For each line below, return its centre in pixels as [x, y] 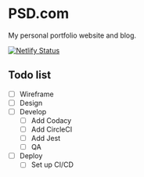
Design [31, 103]
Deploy [31, 156]
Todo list [30, 75]
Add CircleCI [52, 129]
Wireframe [36, 94]
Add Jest [46, 139]
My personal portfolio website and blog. [72, 35]
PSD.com [39, 14]
